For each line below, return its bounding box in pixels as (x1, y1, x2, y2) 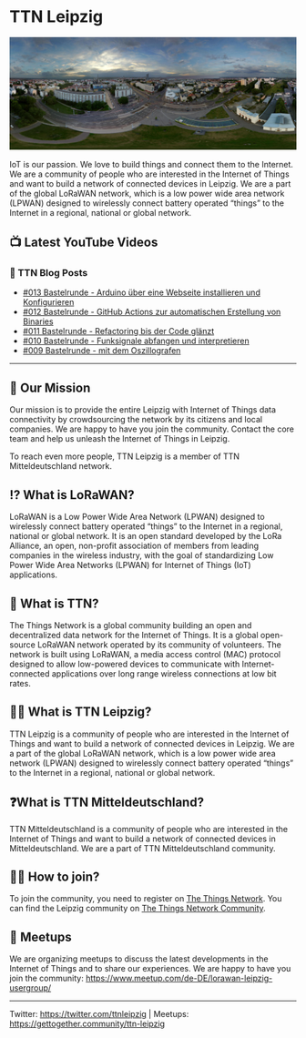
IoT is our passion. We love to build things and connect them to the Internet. (9, 158, 294, 169)
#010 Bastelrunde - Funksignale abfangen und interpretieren (22, 335, 250, 347)
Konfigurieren (22, 297, 75, 308)
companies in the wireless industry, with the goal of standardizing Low (9, 550, 274, 561)
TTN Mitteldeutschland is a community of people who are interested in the (9, 823, 289, 834)
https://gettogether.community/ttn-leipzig (9, 1018, 166, 1030)
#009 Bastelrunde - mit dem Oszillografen (22, 345, 181, 356)
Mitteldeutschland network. (9, 461, 112, 472)
